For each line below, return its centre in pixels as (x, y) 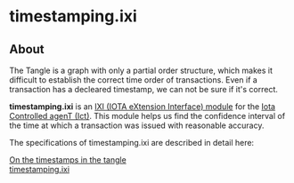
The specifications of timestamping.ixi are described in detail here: (132, 143)
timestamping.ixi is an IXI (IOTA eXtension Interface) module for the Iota (143, 107)
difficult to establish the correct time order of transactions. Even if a (134, 80)
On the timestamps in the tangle (68, 160)
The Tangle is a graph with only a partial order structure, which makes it (141, 70)
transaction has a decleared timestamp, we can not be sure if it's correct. (144, 89)
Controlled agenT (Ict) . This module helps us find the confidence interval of (147, 116)
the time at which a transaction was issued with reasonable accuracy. (137, 125)
